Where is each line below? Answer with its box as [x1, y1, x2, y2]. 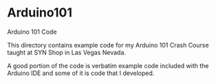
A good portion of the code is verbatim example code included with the [7, 61, 209, 70]
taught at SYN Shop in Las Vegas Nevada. [7, 48, 126, 56]
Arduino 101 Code [7, 28, 57, 36]
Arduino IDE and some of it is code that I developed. [7, 69, 155, 77]
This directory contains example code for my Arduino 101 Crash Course [7, 41, 209, 49]
